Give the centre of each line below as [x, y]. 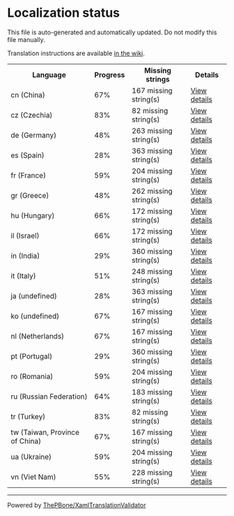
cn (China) [28, 94]
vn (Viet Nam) [34, 477]
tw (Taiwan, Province [45, 432]
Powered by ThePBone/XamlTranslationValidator [77, 505]
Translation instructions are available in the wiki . [76, 53]
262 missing [152, 191]
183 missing [152, 392]
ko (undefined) [35, 316]
